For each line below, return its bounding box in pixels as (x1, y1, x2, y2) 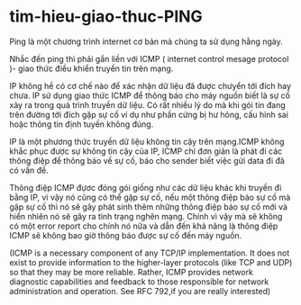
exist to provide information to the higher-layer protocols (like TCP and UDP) (9, 256, 293, 267)
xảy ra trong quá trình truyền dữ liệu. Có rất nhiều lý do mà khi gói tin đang (9, 99, 286, 110)
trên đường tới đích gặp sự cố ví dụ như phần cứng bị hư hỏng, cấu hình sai (9, 109, 288, 120)
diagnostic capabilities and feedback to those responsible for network (9, 276, 269, 287)
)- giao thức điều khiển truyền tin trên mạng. (9, 63, 174, 74)
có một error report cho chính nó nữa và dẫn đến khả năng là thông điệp (9, 220, 278, 231)
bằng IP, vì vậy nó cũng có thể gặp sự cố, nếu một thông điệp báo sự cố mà (9, 192, 291, 202)
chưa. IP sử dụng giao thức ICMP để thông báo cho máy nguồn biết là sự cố (9, 90, 291, 101)
